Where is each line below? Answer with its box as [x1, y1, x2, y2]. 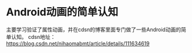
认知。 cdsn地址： [11, 33, 56, 40]
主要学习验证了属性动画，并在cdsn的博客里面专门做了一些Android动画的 [6, 26, 181, 33]
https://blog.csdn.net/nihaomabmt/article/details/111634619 [6, 39, 150, 47]
